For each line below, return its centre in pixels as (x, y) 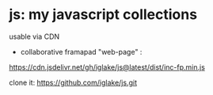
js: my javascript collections (103, 15)
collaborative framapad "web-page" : (81, 51)
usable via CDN (34, 36)
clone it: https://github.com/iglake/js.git (73, 82)
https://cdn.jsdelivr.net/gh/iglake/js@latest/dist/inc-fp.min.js (107, 67)
